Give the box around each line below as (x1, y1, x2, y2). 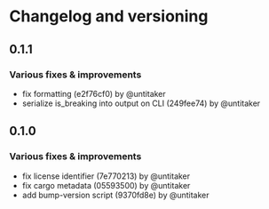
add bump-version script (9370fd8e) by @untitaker (21, 189, 210, 200)
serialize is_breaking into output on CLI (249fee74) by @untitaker (21, 98, 261, 109)
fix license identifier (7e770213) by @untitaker (21, 171, 191, 181)
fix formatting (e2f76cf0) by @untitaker (21, 88, 166, 99)
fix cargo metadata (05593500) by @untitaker (21, 180, 191, 190)
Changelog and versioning (9, 6, 209, 27)
